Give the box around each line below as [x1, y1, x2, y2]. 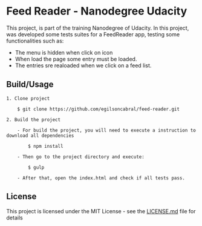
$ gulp [28, 164, 45, 170]
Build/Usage [6, 79, 54, 90]
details [6, 214, 23, 221]
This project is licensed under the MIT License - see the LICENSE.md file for [6, 207, 196, 214]
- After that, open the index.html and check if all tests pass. [17, 174, 186, 181]
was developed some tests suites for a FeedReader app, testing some [6, 30, 180, 38]
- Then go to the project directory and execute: [17, 153, 145, 160]
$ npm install [28, 143, 64, 149]
